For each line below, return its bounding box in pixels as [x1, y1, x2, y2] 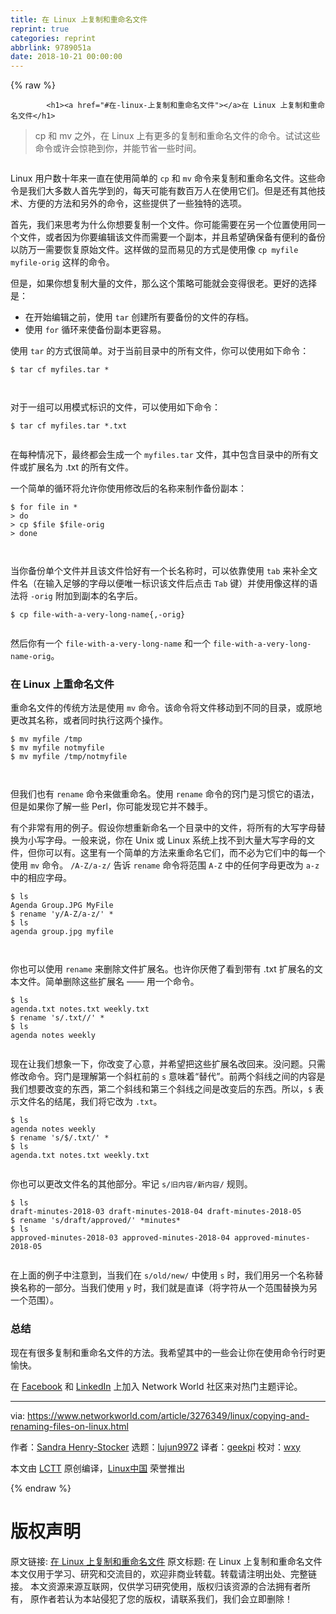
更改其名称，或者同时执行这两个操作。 [10, 714, 168, 726]
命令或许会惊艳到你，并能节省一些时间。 [34, 142, 202, 155]
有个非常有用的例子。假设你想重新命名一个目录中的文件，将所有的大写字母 [10, 822, 317, 834]
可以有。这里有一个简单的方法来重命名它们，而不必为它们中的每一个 [44, 847, 326, 859]
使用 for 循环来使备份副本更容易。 [24, 324, 167, 336]
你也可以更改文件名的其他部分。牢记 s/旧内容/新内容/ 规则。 [10, 1178, 253, 1190]
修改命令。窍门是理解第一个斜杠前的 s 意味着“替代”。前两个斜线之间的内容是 [10, 1071, 326, 1083]
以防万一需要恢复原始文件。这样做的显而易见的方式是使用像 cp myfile [10, 244, 299, 256]
